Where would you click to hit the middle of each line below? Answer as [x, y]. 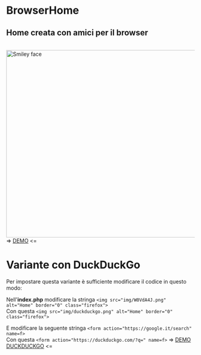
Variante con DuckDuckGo [73, 265]
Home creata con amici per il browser [77, 33]
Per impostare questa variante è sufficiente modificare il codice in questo [96, 281]
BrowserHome [43, 10]
